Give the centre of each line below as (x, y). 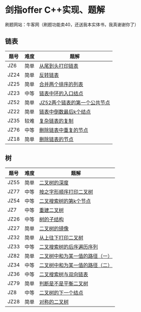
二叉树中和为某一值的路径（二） (76, 265)
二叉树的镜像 (54, 228)
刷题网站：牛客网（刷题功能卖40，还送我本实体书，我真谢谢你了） (72, 24)
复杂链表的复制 (56, 121)
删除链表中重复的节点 (63, 130)
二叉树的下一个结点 (61, 292)
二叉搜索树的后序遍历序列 (68, 246)
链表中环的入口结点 (61, 93)
